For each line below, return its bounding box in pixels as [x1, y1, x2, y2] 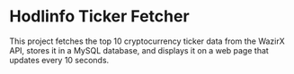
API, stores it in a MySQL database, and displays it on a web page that [9, 45, 270, 55]
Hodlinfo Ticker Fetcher [9, 6, 191, 27]
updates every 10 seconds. [9, 54, 110, 65]
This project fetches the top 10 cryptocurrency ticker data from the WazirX [9, 36, 285, 46]
